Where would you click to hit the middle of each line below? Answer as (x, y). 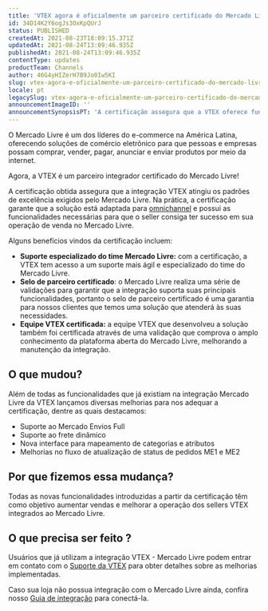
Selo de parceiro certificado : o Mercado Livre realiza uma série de (130, 282)
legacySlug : (28, 97)
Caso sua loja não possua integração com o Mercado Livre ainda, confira (128, 590)
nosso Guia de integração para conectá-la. (79, 598)
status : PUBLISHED (39, 30)
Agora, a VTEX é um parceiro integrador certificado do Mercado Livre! (124, 176)
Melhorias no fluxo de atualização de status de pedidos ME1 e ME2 (130, 451)
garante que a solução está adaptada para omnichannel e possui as (120, 208)
